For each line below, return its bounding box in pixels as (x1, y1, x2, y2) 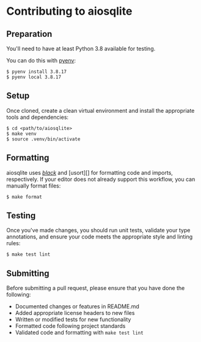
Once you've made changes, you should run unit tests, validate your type (6, 227, 191, 234)
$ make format (6, 194, 43, 200)
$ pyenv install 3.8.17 (6, 69, 67, 75)
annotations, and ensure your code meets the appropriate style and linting (6, 233, 193, 240)
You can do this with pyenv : (6, 57, 76, 64)
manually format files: (6, 182, 61, 189)
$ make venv (6, 131, 37, 137)
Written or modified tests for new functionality (15, 316, 131, 323)
